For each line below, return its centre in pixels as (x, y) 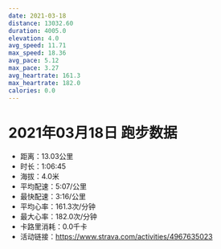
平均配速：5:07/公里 (53, 186)
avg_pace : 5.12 (34, 61)
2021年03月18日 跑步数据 (93, 133)
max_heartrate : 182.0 (45, 83)
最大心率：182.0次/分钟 (59, 217)
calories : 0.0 (32, 90)
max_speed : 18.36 (37, 53)
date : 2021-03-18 (37, 16)
